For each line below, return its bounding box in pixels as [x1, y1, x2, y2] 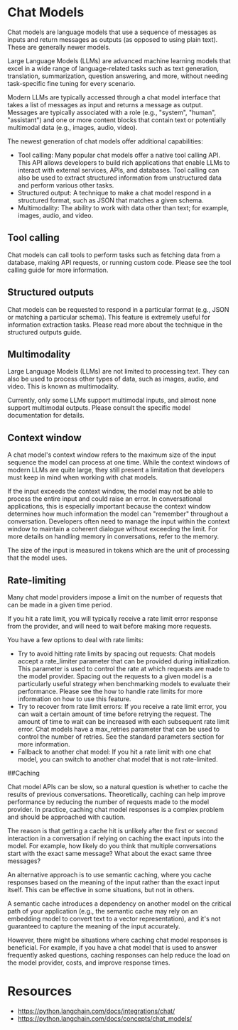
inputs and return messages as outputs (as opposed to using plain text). [7, 35, 218, 43]
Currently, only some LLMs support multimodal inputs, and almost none [7, 396, 217, 405]
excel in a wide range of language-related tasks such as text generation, [7, 64, 219, 72]
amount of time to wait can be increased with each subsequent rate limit [17, 717, 229, 725]
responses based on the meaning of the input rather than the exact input [7, 878, 220, 887]
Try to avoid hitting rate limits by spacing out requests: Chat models [17, 649, 216, 658]
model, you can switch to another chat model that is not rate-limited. [17, 755, 218, 764]
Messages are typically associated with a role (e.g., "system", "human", [7, 108, 217, 116]
